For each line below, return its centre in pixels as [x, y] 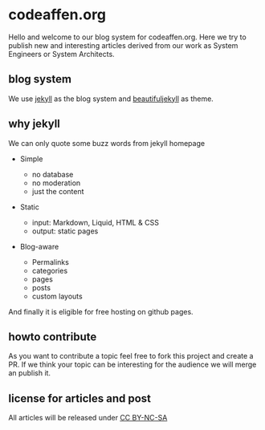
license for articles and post [79, 398]
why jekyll [34, 124]
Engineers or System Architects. [61, 54]
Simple [31, 159]
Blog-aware [39, 246]
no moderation [56, 183]
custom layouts [57, 296]
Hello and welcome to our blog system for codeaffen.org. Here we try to [127, 37]
